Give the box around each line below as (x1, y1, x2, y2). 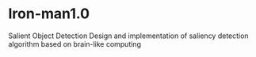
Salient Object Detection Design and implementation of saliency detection (8, 31, 249, 40)
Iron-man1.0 (8, 5, 90, 23)
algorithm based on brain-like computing (8, 39, 141, 48)
